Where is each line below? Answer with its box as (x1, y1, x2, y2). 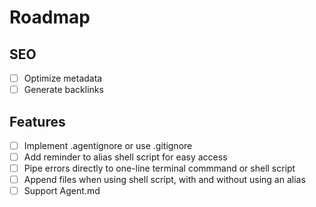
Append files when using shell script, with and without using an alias (23, 174, 306, 186)
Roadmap (9, 6, 91, 29)
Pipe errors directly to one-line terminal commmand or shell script (23, 162, 296, 175)
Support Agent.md (23, 185, 101, 197)
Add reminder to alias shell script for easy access (23, 151, 228, 163)
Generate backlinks (23, 84, 104, 96)
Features (9, 113, 66, 130)
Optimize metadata (23, 72, 103, 84)
